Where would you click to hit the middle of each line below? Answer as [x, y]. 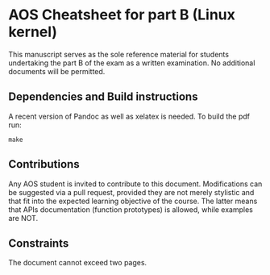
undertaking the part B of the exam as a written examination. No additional [132, 63]
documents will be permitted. [57, 71]
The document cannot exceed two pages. [78, 263]
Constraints [39, 243]
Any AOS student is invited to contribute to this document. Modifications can [135, 184]
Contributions [44, 164]
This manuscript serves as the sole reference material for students [119, 54]
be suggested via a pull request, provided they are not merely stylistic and [131, 192]
